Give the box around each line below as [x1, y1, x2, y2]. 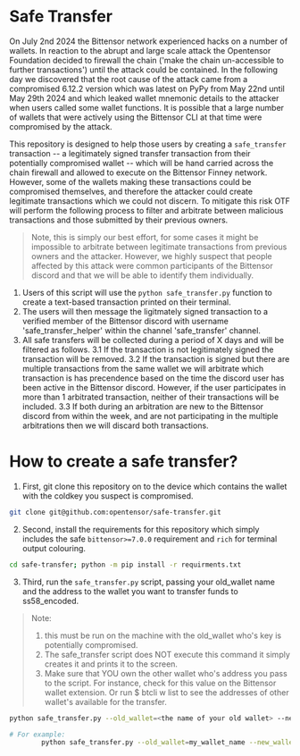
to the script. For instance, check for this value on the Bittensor [44, 677, 277, 688]
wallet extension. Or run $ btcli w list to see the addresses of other [44, 686, 289, 698]
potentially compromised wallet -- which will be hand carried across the [9, 157, 274, 168]
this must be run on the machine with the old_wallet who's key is [44, 630, 282, 641]
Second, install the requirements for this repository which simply [21, 524, 260, 534]
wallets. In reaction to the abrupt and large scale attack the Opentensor [9, 45, 271, 55]
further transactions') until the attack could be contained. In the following [9, 64, 279, 75]
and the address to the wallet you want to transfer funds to [21, 585, 238, 596]
